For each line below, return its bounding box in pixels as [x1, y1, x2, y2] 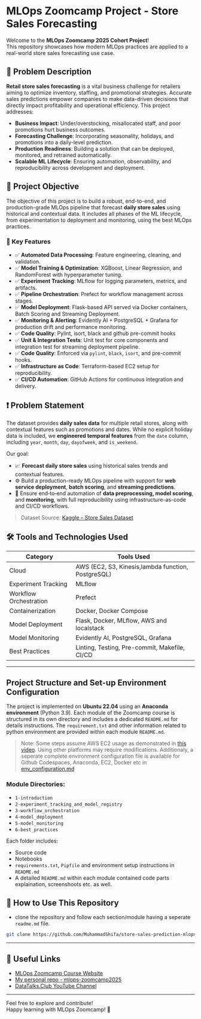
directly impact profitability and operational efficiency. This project [6, 102, 170, 109]
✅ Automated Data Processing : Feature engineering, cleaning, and [14, 251, 181, 258]
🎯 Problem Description [6, 67, 92, 77]
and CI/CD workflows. [14, 502, 70, 509]
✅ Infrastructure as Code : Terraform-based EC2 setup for [14, 362, 160, 370]
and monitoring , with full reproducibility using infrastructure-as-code [14, 496, 187, 503]
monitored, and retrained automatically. [14, 151, 112, 158]
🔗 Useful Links [6, 954, 61, 964]
